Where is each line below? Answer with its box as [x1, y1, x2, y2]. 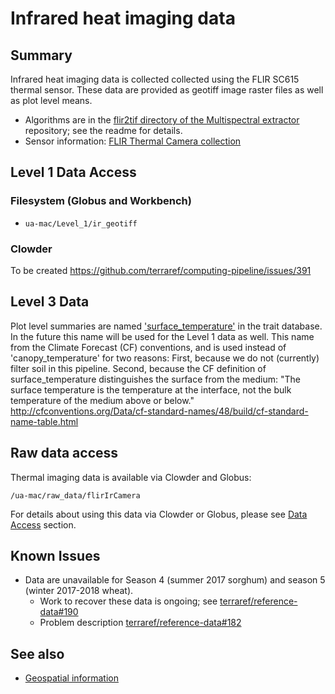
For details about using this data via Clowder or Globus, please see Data [10, 508, 308, 520]
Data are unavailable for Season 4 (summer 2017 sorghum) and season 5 [24, 574, 326, 586]
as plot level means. [10, 95, 93, 106]
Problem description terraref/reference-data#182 [39, 617, 242, 629]
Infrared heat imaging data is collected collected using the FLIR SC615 [10, 73, 300, 85]
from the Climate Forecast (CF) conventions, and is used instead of [10, 341, 287, 353]
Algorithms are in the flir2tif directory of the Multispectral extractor [24, 114, 300, 126]
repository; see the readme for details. [24, 125, 183, 136]
